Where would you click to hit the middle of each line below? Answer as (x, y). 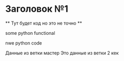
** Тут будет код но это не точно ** (44, 23)
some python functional (30, 33)
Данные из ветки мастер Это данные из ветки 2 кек (62, 53)
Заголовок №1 (37, 9)
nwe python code (24, 43)
